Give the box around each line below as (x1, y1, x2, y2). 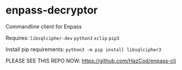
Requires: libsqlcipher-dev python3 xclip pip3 (5, 34, 120, 41)
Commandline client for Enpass (5, 23, 82, 30)
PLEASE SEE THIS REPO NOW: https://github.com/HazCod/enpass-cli (5, 57, 176, 64)
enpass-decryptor (5, 4, 98, 17)
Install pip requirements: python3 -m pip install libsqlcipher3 (5, 45, 161, 53)
